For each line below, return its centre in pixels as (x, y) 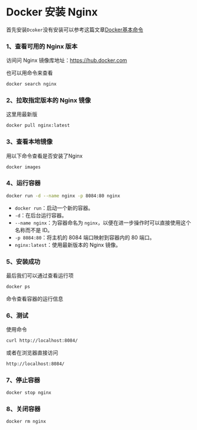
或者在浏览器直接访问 (32, 353)
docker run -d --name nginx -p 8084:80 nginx (63, 196)
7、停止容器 (23, 380)
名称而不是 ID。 (34, 230)
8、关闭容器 (23, 409)
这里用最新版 (22, 114)
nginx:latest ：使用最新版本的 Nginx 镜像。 (68, 245)
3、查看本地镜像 (30, 142)
